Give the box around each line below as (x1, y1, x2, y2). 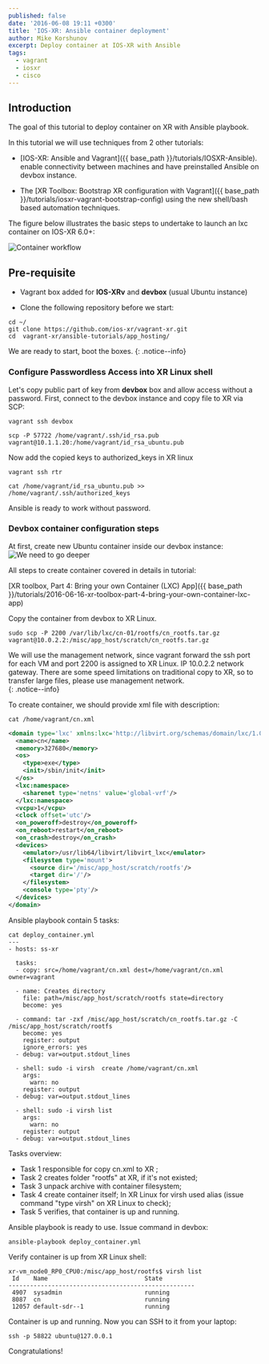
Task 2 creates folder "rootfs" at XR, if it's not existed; (19, 1172, 198, 1182)
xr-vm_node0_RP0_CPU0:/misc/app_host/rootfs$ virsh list (8, 1267, 203, 1276)
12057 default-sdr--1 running (11, 1302, 171, 1310)
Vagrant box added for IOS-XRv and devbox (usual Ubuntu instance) (19, 287, 248, 297)
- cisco (15, 71, 42, 79)
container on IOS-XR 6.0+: (8, 227, 95, 237)
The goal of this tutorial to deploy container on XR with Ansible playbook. (8, 122, 250, 132)
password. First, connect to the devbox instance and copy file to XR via (8, 393, 243, 403)
